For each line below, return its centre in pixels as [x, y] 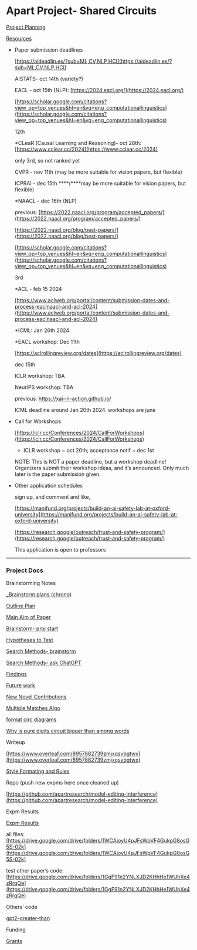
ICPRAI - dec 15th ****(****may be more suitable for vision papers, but [100, 183]
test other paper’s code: [35, 871]
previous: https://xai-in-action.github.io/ [63, 398]
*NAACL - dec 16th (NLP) [46, 201]
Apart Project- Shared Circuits [81, 11]
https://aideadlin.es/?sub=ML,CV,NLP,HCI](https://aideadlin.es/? [94, 61]
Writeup [16, 742]
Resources [19, 38]
